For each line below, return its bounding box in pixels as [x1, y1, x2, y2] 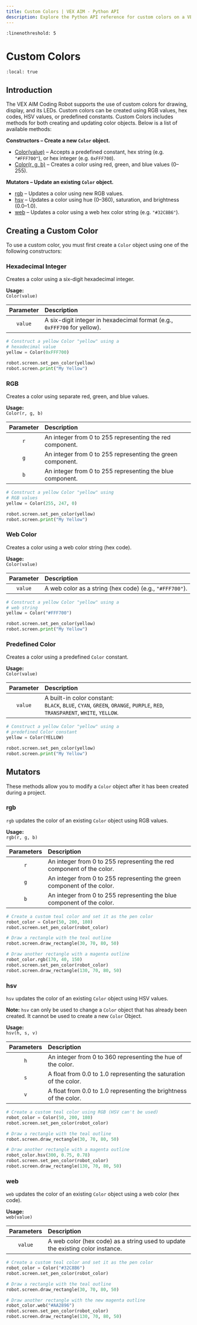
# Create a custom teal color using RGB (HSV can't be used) [6, 1109, 159, 1115]
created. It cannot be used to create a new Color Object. [6, 1013, 142, 1020]
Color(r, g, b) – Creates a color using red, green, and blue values [14, 161, 170, 168]
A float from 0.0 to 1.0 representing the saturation [47, 1070, 186, 1078]
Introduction [6, 85, 53, 95]
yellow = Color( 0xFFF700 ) [6, 349, 69, 356]
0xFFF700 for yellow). [44, 323, 101, 332]
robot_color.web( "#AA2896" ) [6, 1303, 75, 1309]
